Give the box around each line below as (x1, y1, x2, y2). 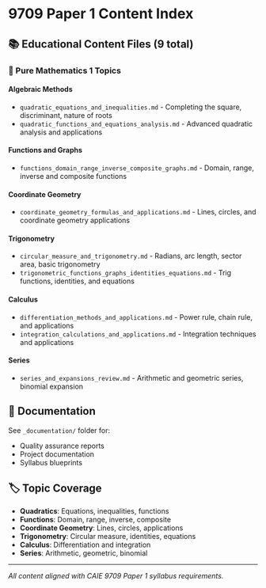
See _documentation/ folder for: (8, 425, 111, 435)
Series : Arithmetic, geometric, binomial (19, 548, 148, 558)
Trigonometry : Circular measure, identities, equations (19, 532, 196, 541)
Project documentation (19, 449, 95, 459)
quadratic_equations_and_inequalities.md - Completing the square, (19, 102, 242, 112)
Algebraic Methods (8, 85, 73, 94)
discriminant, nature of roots (19, 110, 112, 119)
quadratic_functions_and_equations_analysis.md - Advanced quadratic (19, 119, 253, 128)
